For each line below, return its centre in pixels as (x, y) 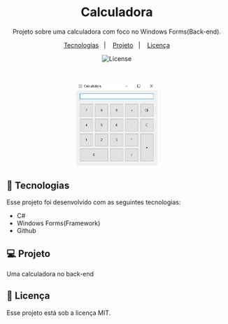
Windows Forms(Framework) (58, 223)
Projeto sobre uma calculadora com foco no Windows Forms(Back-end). (117, 31)
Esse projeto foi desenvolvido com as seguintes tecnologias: (94, 202)
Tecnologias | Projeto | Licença (117, 45)
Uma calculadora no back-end (50, 274)
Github (26, 231)
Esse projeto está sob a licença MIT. (59, 313)
